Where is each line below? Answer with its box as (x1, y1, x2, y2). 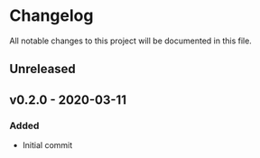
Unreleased (9, 61, 77, 77)
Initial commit (22, 140, 73, 151)
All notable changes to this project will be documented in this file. (9, 35, 253, 46)
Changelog (9, 5, 94, 26)
